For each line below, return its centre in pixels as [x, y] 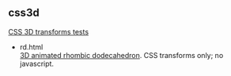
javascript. [36, 63]
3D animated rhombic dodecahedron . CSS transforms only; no [121, 55]
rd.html [31, 47]
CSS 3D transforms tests [49, 31]
